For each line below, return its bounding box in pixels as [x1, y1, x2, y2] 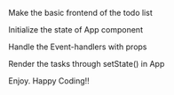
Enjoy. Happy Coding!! [8, 76, 90, 86]
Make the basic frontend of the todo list [8, 8, 153, 18]
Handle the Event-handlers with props [8, 41, 147, 52]
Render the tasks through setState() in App [8, 59, 165, 69]
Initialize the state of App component [8, 25, 144, 34]
